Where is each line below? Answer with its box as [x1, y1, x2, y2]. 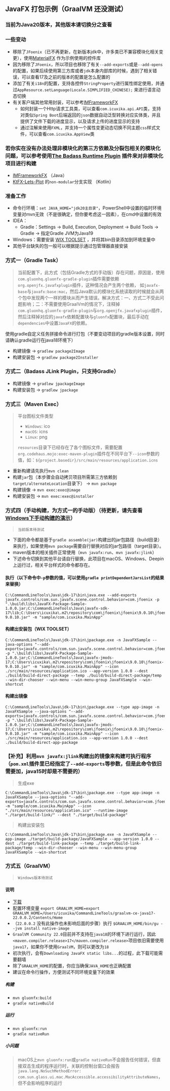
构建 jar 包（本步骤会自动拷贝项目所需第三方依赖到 [12, 474, 117, 480]
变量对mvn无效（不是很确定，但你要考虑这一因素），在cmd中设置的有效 [12, 212, 162, 218]
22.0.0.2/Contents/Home [12, 915, 63, 920]
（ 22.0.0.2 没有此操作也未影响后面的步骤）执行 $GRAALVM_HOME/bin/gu [12, 920, 159, 926]
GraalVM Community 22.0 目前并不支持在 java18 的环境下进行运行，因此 [12, 931, 156, 937]
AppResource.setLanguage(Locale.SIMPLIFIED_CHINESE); [17, 88, 133, 93]
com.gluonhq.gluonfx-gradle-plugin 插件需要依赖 [17, 275, 120, 282]
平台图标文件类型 [17, 413, 54, 419]
